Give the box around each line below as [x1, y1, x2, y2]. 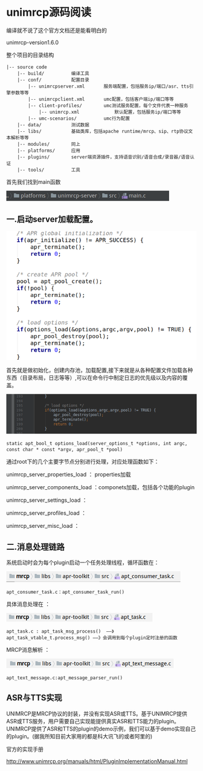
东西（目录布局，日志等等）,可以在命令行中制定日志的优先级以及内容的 [6, 374, 183, 381]
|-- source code [6, 64, 47, 70]
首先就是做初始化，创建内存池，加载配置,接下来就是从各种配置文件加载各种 [6, 366, 193, 374]
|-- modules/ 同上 [17, 141, 80, 147]
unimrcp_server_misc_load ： [6, 522, 80, 530]
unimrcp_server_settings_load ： [6, 496, 88, 504]
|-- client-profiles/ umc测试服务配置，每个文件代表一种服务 [28, 102, 188, 109]
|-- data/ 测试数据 [17, 122, 89, 128]
